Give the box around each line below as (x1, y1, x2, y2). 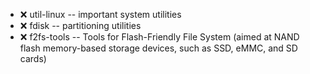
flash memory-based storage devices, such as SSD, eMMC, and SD (19, 42, 298, 54)
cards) (19, 53, 47, 64)
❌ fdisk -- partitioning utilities (19, 20, 142, 31)
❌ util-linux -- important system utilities (19, 9, 182, 20)
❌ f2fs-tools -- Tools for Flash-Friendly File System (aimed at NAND (19, 31, 300, 43)
